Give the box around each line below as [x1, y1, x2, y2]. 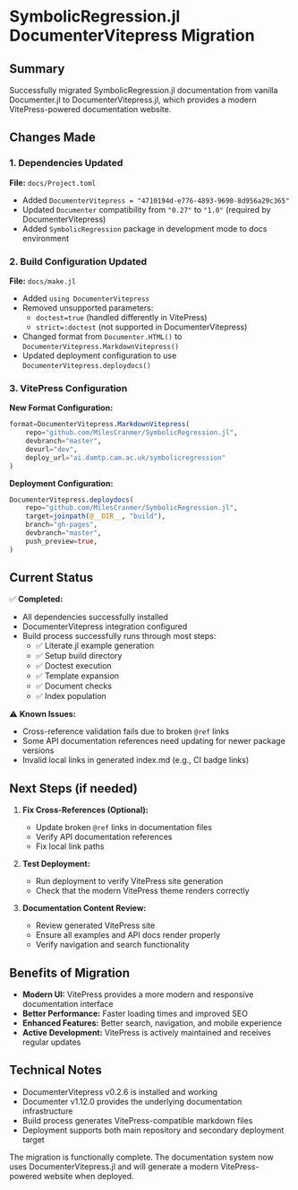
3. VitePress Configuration [9, 381, 128, 394]
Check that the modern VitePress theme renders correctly [35, 886, 250, 897]
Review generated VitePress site [35, 920, 156, 931]
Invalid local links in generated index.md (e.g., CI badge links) [21, 755, 250, 766]
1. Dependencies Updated [9, 157, 123, 170]
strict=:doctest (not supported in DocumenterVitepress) [35, 321, 248, 332]
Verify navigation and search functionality [35, 940, 190, 950]
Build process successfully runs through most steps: [21, 631, 217, 642]
